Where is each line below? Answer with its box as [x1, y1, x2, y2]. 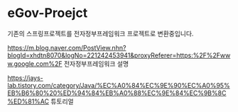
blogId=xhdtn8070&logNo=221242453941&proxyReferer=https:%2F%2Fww [7, 51, 231, 60]
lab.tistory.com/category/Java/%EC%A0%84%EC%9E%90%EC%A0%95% [7, 81, 230, 89]
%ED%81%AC [7, 97, 50, 106]
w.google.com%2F [7, 59, 63, 68]
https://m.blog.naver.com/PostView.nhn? [7, 43, 126, 52]
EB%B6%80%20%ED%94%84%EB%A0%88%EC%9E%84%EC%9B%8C [7, 89, 227, 97]
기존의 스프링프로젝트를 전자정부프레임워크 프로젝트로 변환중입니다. [7, 29, 194, 38]
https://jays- [7, 73, 44, 82]
